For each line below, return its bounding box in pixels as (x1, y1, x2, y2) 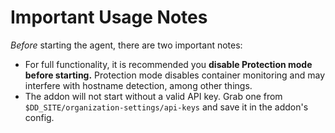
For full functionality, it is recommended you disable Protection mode (24, 58, 313, 70)
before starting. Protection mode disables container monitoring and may (24, 69, 326, 81)
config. (24, 111, 55, 123)
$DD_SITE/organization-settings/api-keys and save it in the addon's (24, 101, 309, 113)
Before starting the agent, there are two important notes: (10, 39, 243, 51)
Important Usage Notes (10, 6, 208, 29)
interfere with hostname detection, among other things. (24, 79, 253, 91)
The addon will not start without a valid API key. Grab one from (24, 90, 283, 102)
